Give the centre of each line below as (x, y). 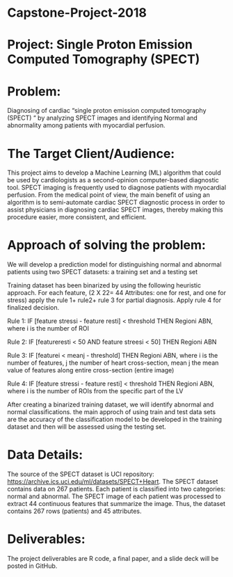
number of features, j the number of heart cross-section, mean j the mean (113, 363)
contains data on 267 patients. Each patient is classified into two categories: (116, 489)
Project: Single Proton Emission (100, 45)
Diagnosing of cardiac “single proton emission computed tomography (107, 111)
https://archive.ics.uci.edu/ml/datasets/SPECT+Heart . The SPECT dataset (113, 482)
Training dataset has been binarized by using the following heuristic (104, 285)
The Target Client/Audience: (91, 153)
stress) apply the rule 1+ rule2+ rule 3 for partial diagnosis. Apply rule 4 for (114, 300)
